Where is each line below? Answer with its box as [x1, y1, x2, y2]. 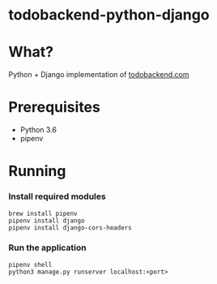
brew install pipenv [8, 209, 79, 217]
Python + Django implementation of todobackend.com [8, 70, 189, 80]
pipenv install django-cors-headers [8, 223, 132, 232]
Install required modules [8, 191, 107, 202]
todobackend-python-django [8, 6, 210, 24]
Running [8, 162, 66, 180]
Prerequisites [8, 98, 101, 117]
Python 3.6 [19, 125, 57, 135]
